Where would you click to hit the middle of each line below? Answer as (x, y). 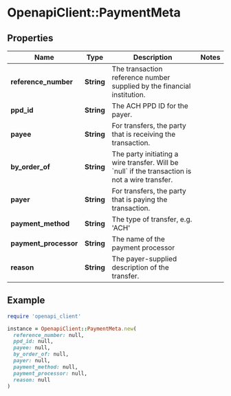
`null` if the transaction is (152, 171)
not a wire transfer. (142, 180)
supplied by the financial (151, 86)
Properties (30, 38)
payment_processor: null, (51, 373)
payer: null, (32, 361)
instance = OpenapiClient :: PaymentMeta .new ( (72, 329)
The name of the (138, 239)
